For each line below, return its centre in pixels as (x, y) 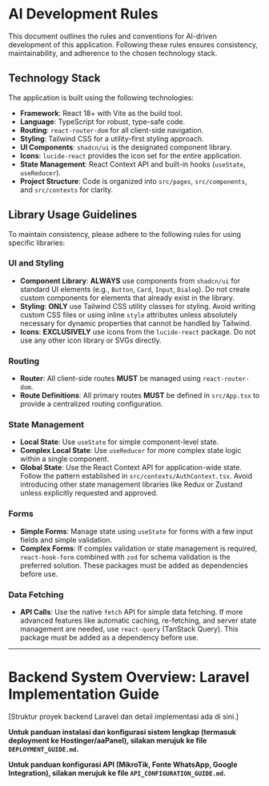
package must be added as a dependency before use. (109, 638)
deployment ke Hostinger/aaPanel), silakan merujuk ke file (108, 740)
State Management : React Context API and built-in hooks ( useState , (132, 164)
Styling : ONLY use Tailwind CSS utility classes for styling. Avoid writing (138, 306)
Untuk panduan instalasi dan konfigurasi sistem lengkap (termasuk (122, 732)
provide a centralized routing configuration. (91, 404)
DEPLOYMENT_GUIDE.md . (44, 748)
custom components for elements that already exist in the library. (127, 298)
